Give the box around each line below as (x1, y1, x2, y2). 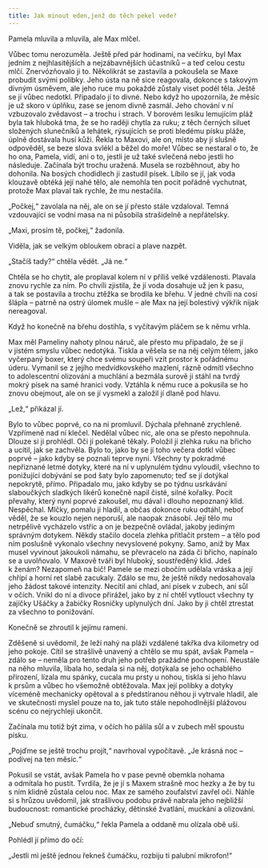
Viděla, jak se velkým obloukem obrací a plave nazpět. (8, 241, 187, 250)
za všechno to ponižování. (8, 606, 95, 616)
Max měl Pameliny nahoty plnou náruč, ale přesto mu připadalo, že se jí (8, 337, 244, 347)
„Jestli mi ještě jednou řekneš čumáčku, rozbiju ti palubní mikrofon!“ (8, 850, 233, 860)
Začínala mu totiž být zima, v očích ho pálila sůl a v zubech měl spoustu (8, 721, 245, 731)
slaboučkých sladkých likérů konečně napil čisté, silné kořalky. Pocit (8, 487, 234, 497)
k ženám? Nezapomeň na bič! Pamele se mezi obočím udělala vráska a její (8, 564, 254, 574)
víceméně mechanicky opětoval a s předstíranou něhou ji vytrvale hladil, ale (8, 689, 258, 699)
